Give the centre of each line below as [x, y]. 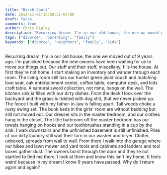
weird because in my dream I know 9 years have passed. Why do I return [80, 162]
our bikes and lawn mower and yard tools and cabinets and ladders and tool [83, 146]
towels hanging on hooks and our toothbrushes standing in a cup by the [79, 125]
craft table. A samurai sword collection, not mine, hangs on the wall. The [79, 88]
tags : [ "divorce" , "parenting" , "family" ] [50, 38]
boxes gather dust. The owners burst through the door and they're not [77, 151]
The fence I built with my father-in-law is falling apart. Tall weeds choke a [80, 104]
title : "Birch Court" [28, 10]
